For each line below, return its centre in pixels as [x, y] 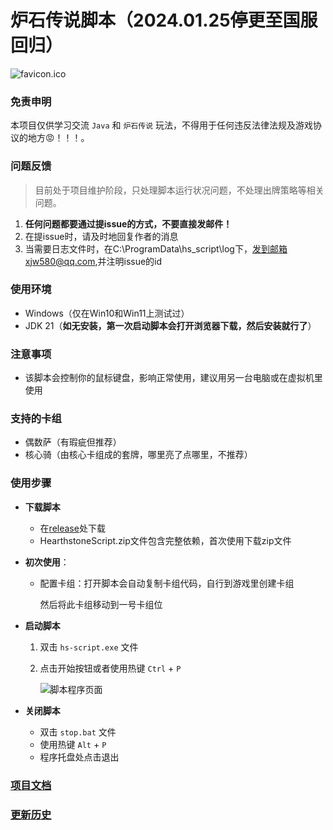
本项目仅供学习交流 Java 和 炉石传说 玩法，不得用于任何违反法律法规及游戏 [161, 125]
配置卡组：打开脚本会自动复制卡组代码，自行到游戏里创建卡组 [167, 583]
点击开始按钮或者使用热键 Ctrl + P [110, 668]
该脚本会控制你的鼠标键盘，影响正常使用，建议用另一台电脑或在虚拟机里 [173, 378]
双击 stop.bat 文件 [78, 732]
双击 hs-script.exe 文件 [89, 647]
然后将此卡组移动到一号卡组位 [101, 604]
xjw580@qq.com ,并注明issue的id [93, 261]
